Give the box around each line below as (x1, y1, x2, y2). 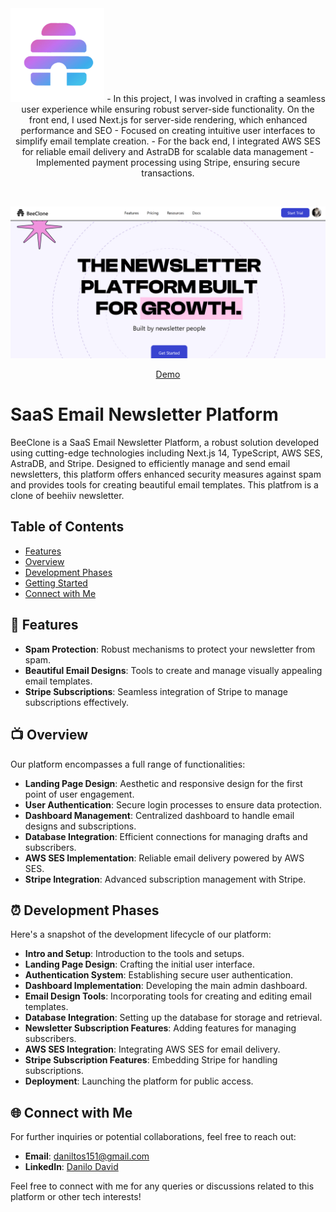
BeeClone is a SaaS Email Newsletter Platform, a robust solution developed (10, 437, 320, 449)
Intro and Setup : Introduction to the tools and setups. (24, 948, 245, 960)
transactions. (141, 167, 195, 179)
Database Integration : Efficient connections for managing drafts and (24, 830, 308, 842)
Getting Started (24, 577, 88, 589)
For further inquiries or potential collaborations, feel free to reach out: (10, 1131, 297, 1143)
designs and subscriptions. (24, 820, 137, 832)
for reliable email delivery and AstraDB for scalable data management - (21, 146, 315, 157)
